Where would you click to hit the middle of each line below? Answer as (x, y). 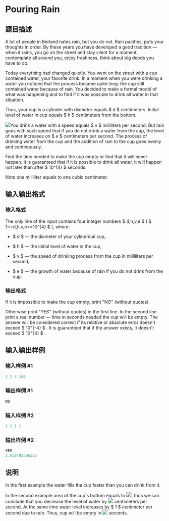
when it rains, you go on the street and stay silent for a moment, (72, 52)
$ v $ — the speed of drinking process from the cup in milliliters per (83, 256)
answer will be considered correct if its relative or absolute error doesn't (80, 322)
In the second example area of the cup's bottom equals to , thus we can (82, 495)
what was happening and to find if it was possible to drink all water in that (82, 94)
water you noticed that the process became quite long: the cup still (75, 84)
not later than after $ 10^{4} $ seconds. (46, 167)
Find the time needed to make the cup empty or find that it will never (76, 157)
